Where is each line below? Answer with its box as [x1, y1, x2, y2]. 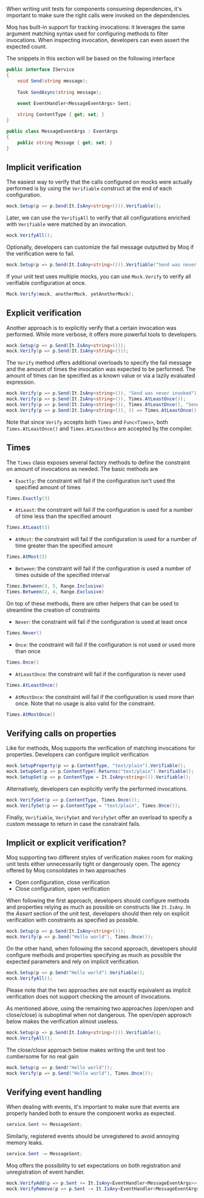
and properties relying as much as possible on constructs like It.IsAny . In [6, 903, 191, 911]
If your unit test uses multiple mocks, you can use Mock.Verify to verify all [6, 273, 191, 280]
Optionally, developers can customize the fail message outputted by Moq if [6, 243, 194, 251]
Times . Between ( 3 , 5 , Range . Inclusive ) [6, 583, 104, 589]
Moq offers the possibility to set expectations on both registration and [6, 1162, 181, 1169]
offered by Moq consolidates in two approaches [6, 867, 126, 874]
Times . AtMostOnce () [6, 711, 56, 717]
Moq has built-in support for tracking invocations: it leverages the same [6, 24, 185, 30]
